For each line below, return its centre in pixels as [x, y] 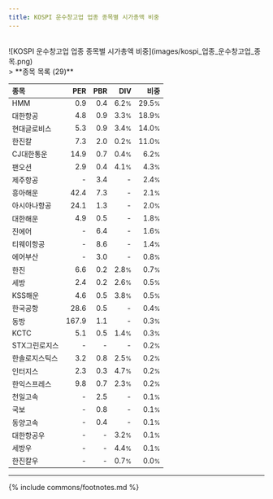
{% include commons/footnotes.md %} [74, 487]
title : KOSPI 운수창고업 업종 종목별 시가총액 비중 [84, 17]
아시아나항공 [32, 206]
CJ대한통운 [30, 154]
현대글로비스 [32, 128]
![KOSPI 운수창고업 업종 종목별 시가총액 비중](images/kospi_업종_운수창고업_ [131, 51]
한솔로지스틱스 [35, 358]
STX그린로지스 [35, 345]
